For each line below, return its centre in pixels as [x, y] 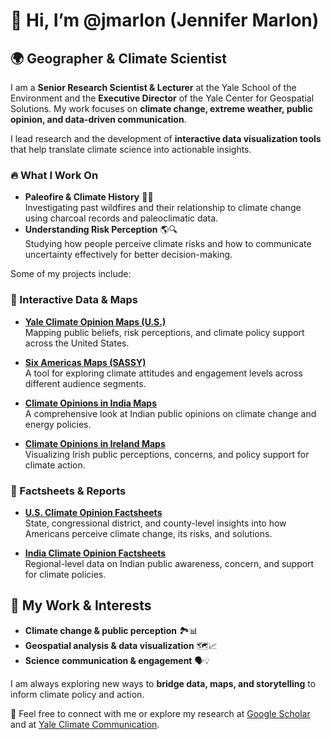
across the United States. [77, 343]
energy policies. [58, 424]
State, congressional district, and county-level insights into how [155, 523]
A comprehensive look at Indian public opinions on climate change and [170, 413]
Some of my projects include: [71, 274]
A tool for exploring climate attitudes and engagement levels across [163, 373]
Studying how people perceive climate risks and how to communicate [168, 244]
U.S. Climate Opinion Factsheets [93, 512]
